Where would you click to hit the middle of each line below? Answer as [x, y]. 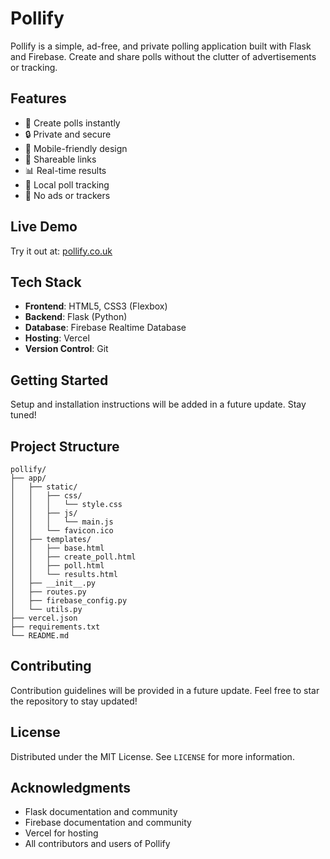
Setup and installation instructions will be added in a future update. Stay [158, 404]
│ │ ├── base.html [57, 548]
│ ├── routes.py [48, 592]
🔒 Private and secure [68, 134]
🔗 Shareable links [60, 159]
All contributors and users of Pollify [97, 844]
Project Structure [65, 446]
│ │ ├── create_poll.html [73, 557]
